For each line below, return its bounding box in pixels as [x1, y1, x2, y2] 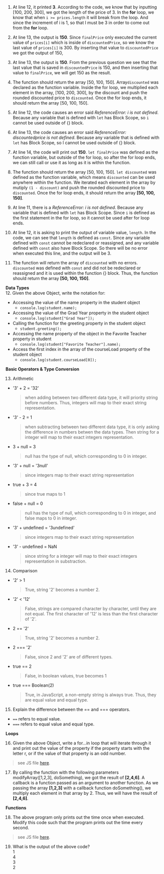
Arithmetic [12, 376, 34, 381]
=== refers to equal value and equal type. [12, 721, 95, 727]
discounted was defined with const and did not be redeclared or [12, 265, 141, 271]
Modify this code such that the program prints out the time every [12, 820, 143, 825]
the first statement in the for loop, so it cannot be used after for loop [12, 215, 150, 220]
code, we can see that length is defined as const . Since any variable [12, 235, 150, 240]
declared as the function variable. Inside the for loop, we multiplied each [12, 85, 158, 90]
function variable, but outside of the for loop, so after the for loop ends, [12, 154, 156, 160]
